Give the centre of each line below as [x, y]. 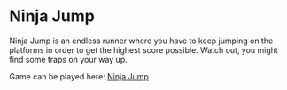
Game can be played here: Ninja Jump [79, 76]
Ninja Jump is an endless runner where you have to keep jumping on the [141, 41]
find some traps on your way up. [68, 59]
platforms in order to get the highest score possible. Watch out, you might [144, 49]
